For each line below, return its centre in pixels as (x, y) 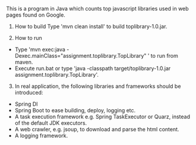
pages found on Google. (36, 15)
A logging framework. (41, 135)
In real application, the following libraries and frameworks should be (98, 86)
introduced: (29, 92)
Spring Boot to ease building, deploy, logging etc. (75, 110)
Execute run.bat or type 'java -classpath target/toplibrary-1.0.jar (93, 68)
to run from (164, 56)
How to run (29, 38)
